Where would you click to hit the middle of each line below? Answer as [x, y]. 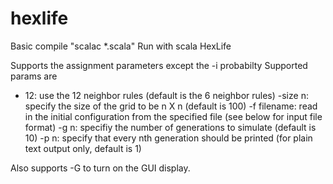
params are [34, 76]
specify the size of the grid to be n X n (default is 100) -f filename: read [171, 106]
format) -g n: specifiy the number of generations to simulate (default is [170, 127]
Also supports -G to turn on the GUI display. [100, 168]
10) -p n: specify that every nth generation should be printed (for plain [168, 138]
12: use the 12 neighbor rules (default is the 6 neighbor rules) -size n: [166, 95]
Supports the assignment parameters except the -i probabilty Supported [159, 65]
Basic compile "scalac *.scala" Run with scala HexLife [121, 46]
